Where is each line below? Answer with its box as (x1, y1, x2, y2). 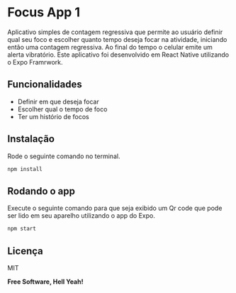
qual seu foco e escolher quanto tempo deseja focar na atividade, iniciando (7, 35, 227, 43)
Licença (7, 245, 44, 257)
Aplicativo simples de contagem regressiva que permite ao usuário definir (7, 28, 223, 36)
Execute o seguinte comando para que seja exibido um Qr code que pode (7, 204, 223, 213)
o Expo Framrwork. (7, 57, 63, 66)
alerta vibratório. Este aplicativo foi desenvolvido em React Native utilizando (7, 50, 230, 59)
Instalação (7, 133, 55, 145)
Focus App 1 (7, 4, 80, 21)
